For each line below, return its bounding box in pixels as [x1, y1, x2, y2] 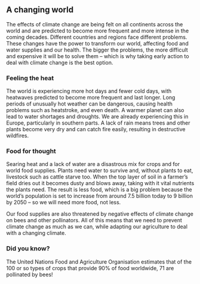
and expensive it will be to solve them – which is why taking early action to [6, 52, 189, 59]
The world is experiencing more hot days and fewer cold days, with [6, 87, 172, 95]
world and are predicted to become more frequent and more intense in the [6, 27, 189, 34]
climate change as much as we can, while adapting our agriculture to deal [6, 223, 188, 230]
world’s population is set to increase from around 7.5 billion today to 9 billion [6, 192, 193, 200]
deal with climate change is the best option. [6, 59, 113, 66]
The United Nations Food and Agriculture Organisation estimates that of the [6, 258, 192, 265]
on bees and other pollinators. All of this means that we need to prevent [6, 217, 182, 224]
